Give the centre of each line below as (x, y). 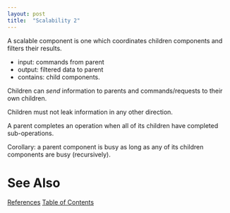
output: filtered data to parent (60, 69)
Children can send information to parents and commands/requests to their (115, 91)
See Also (34, 183)
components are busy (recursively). (59, 154)
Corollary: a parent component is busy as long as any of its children (105, 146)
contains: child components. (59, 77)
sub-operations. (31, 133)
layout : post (26, 14)
